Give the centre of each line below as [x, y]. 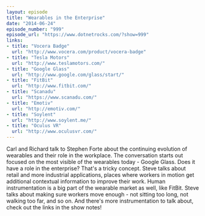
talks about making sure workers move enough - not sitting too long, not [97, 194]
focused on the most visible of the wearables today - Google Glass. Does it [101, 162]
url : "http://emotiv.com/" [46, 109]
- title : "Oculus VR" [34, 126]
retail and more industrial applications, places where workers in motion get [100, 175]
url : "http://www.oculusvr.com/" [54, 132]
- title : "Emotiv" [30, 103]
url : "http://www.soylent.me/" [52, 120]
